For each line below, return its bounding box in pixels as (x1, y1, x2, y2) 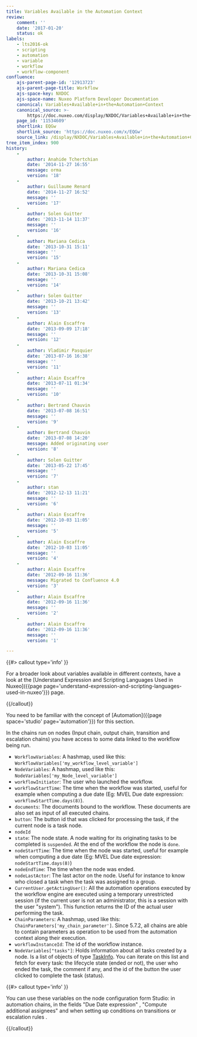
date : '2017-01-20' (16, 25, 64, 31)
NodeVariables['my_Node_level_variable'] (14, 773, 117, 779)
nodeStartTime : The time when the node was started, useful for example (14, 847, 189, 854)
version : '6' (27, 501, 59, 506)
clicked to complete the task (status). (14, 972, 104, 979)
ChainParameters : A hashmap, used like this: (14, 916, 121, 923)
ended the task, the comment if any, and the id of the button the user (14, 966, 181, 973)
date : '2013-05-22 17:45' (27, 462, 91, 468)
